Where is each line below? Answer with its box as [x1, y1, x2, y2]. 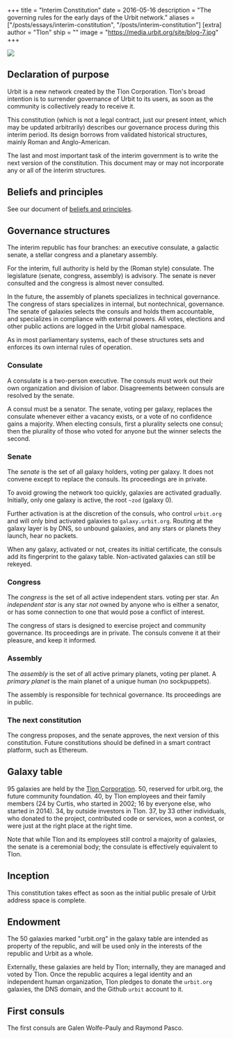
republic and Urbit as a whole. [7, 949, 94, 957]
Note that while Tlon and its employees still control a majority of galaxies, [7, 835, 217, 843]
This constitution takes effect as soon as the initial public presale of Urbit [7, 888, 216, 897]
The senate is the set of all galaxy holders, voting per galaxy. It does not [7, 468, 214, 476]
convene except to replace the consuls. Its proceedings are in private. [7, 475, 207, 484]
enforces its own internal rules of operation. [7, 343, 133, 351]
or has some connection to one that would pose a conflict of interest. [7, 608, 205, 616]
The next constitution [7, 715, 82, 725]
